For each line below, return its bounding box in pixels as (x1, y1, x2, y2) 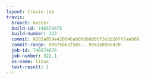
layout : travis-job (6, 8, 55, 15)
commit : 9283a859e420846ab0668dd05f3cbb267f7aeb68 (11, 36, 140, 42)
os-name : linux (11, 58, 49, 64)
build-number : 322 (11, 31, 58, 37)
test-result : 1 (11, 64, 49, 70)
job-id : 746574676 (11, 48, 58, 53)
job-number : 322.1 (11, 53, 58, 59)
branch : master (11, 20, 49, 26)
